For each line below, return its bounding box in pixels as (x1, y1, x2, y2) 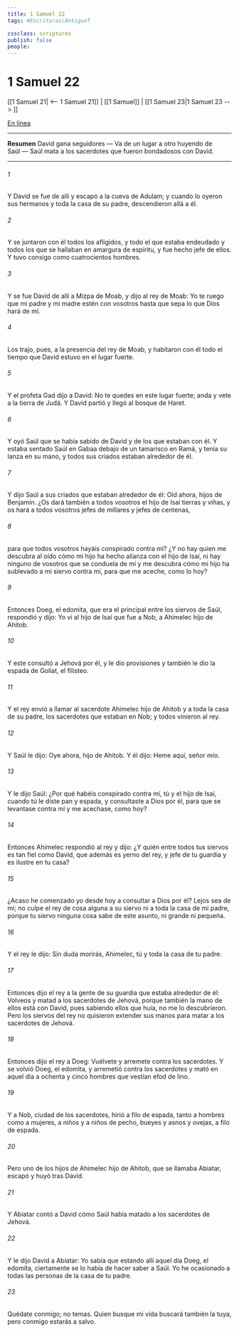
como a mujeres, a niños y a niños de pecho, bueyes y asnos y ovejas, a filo (7, 1118, 230, 1126)
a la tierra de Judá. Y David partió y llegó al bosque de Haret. (7, 398, 186, 407)
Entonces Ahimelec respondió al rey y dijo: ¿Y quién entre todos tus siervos (7, 843, 229, 851)
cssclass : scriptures (7, 30, 72, 37)
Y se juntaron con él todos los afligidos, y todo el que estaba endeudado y (7, 238, 225, 247)
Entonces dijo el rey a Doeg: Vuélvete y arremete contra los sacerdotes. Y (7, 1056, 224, 1066)
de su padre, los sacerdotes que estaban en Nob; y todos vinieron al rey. (7, 712, 221, 721)
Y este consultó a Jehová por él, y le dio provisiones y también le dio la (7, 659, 216, 667)
